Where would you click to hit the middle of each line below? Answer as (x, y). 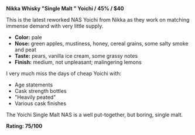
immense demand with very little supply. (55, 26)
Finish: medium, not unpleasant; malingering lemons (78, 62)
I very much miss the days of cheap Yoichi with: (64, 73)
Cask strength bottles (40, 91)
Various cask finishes (40, 103)
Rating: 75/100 (24, 126)
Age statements (34, 85)
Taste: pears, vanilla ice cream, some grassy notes (76, 56)
